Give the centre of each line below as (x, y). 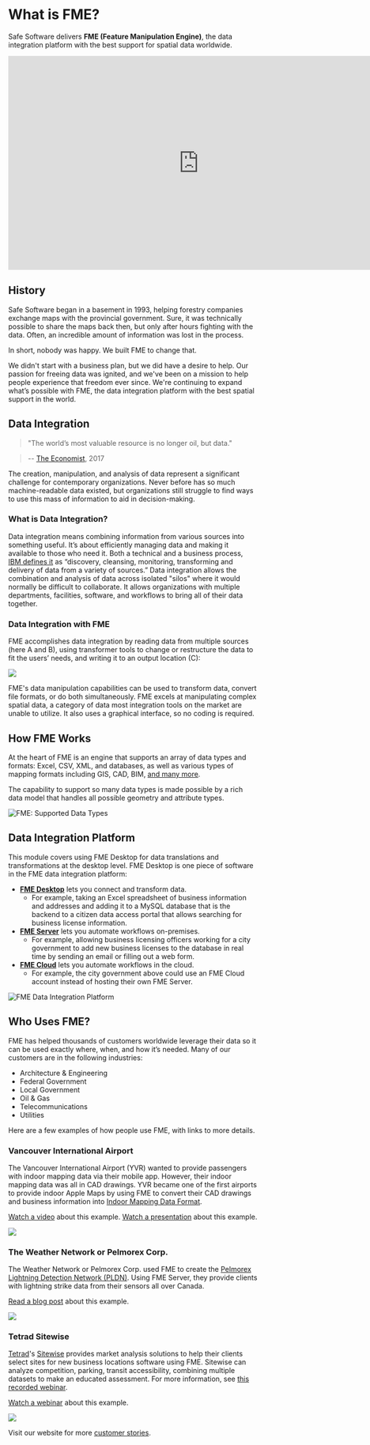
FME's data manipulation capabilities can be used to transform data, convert (132, 689)
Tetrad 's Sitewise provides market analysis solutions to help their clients (126, 1354)
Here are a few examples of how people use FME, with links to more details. (132, 1130)
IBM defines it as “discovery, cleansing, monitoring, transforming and (121, 561)
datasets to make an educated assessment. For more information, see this (129, 1379)
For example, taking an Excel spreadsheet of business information (139, 897)
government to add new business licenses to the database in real (138, 948)
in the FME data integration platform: (68, 873)
